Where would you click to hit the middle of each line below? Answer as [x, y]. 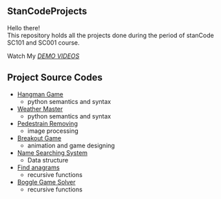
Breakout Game [39, 138]
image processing [53, 131]
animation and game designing [71, 145]
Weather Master [40, 109]
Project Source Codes [55, 77]
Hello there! [23, 28]
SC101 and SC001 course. [44, 42]
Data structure [48, 160]
